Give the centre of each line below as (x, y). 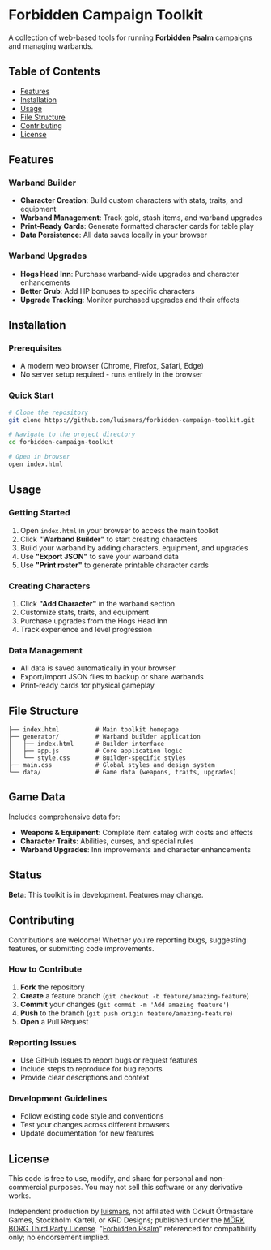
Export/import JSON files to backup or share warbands (112, 677)
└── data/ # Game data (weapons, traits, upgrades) (123, 773)
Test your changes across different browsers (95, 1125)
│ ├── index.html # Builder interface (86, 744)
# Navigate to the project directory (72, 435)
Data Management (46, 650)
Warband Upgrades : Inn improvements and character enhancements (135, 849)
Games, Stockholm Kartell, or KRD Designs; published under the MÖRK (127, 1220)
